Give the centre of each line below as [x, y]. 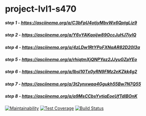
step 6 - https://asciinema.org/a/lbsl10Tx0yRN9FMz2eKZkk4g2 [71, 72]
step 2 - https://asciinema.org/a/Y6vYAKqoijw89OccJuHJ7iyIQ [71, 35]
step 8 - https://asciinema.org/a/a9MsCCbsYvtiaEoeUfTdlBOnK [71, 96]
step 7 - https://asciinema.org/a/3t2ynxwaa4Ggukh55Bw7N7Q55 [73, 84]
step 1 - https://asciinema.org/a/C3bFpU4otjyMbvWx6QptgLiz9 [71, 22]
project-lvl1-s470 [41, 9]
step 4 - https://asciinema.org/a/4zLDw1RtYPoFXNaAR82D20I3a [73, 47]
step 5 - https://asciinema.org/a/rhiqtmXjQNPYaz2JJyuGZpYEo [71, 59]
